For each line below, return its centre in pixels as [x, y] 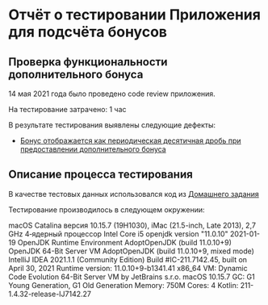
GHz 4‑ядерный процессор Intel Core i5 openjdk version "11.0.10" [118, 234]
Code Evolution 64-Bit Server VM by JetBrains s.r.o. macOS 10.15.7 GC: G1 [132, 277]
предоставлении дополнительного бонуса [93, 149]
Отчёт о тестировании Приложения [134, 15]
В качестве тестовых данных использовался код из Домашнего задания [134, 194]
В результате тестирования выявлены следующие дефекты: [112, 125]
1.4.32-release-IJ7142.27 [50, 294]
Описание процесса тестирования [101, 175]
